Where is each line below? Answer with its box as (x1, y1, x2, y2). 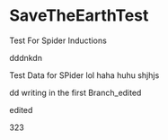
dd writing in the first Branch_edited (9, 87, 142, 98)
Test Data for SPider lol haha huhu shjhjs (9, 69, 160, 81)
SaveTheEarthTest (9, 5, 149, 26)
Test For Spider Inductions (9, 35, 108, 46)
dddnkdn (9, 52, 43, 63)
